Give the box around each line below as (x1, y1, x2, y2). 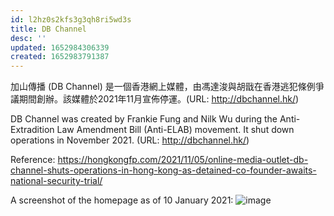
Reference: (10, 154, 56, 166)
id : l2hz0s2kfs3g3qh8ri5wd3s (10, 14, 132, 25)
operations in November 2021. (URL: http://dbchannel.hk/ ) (10, 134, 250, 146)
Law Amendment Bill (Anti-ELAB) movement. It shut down (56, 124, 295, 136)
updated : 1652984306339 (10, 42, 110, 53)
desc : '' (10, 33, 47, 43)
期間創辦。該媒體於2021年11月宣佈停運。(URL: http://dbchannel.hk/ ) (18, 93, 300, 105)
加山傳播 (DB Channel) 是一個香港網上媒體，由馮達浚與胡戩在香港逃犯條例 (10, 81, 316, 93)
